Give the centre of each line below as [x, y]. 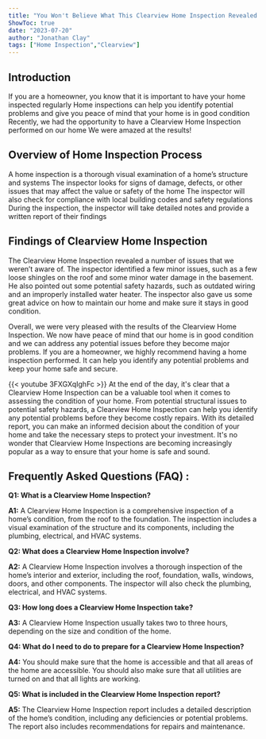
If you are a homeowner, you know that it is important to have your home [127, 96]
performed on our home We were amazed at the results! [100, 130]
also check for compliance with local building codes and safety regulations [131, 199]
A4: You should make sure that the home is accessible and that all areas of [131, 662]
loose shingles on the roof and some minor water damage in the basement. [131, 277]
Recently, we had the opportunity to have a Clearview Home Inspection [125, 121]
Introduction [40, 77]
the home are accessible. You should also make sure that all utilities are [125, 671]
